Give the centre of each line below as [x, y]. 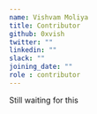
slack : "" [27, 58]
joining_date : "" [41, 67]
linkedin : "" [33, 50]
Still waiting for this [44, 100]
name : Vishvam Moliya [49, 17]
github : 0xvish [37, 34]
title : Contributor [45, 26]
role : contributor [45, 75]
